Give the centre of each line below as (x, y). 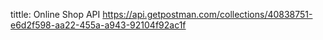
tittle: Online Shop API (55, 14)
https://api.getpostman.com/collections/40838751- (207, 14)
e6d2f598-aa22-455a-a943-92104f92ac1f (98, 25)
